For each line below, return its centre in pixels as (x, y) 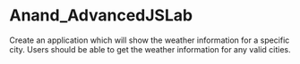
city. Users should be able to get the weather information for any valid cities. (150, 49)
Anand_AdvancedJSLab (101, 16)
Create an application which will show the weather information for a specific (150, 40)
